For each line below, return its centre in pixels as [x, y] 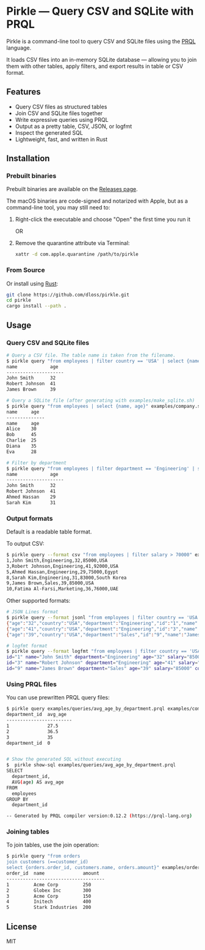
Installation [28, 158]
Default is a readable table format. [49, 532]
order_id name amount [53, 873]
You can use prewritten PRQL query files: [58, 698]
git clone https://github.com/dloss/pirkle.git [68, 295]
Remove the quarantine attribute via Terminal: [72, 243]
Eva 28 [21, 451]
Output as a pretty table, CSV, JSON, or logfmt [74, 126]
